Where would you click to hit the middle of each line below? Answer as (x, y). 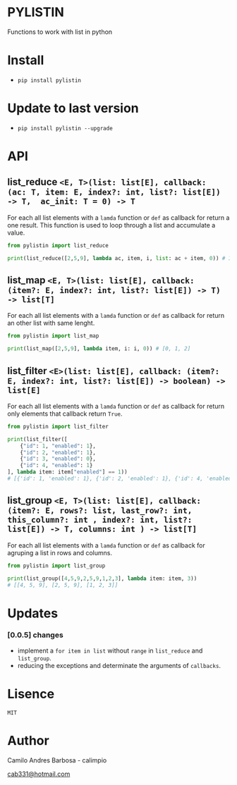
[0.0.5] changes (35, 635)
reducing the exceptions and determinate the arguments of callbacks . (119, 665)
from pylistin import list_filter (58, 426)
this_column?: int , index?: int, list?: (100, 520)
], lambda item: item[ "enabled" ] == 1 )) (68, 472)
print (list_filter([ (38, 439)
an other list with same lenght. (51, 323)
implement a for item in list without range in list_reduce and (110, 650)
